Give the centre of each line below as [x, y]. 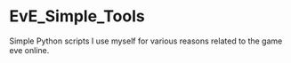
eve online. [29, 50]
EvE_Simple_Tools [77, 16]
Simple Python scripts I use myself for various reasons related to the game [146, 41]
